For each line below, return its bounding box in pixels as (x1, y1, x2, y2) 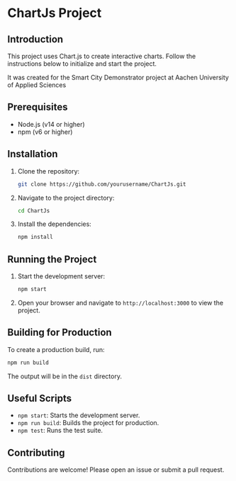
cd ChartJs (17, 207, 50, 214)
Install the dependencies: (17, 220, 92, 228)
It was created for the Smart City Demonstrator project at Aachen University (7, 73, 229, 81)
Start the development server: (17, 272, 106, 281)
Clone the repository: (17, 166, 80, 175)
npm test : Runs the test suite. (17, 426, 103, 435)
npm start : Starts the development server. (17, 411, 140, 419)
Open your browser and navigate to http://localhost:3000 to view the (17, 298, 224, 307)
